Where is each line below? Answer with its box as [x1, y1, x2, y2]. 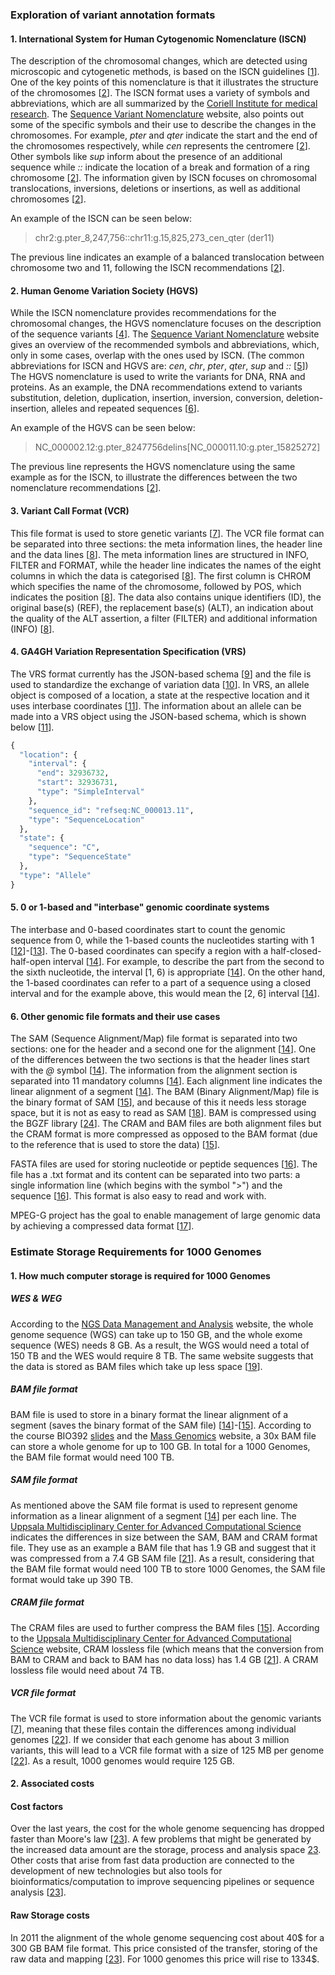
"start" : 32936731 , [36, 778, 118, 788]
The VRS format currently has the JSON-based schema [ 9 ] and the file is [10, 668, 312, 680]
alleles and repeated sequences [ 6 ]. [51, 403, 200, 415]
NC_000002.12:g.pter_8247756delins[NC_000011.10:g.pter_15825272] [34, 441, 321, 453]
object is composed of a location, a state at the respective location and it [10, 689, 310, 701]
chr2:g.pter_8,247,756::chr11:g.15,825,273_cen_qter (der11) [34, 232, 275, 244]
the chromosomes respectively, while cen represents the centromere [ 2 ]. [10, 140, 311, 152]
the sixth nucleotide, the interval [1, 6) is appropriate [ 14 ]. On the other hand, [10, 966, 326, 978]
